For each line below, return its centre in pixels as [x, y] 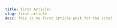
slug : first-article [26, 14]
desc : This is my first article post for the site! [59, 18]
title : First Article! [28, 9]
